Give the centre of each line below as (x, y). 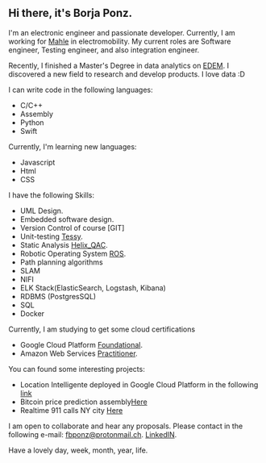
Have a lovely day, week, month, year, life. (78, 450)
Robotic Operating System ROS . (73, 253)
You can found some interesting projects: (77, 369)
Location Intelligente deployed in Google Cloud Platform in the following (139, 384)
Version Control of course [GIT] (72, 227)
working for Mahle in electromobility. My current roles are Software (120, 41)
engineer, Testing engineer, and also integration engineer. (104, 50)
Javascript (37, 162)
